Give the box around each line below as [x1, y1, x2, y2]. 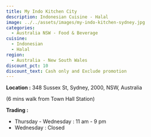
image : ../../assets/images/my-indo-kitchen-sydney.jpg [6, 19, 145, 25]
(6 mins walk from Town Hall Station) [6, 96, 95, 103]
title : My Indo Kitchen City [6, 8, 77, 15]
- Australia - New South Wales [11, 57, 88, 63]
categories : [6, 24, 35, 31]
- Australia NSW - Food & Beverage [11, 30, 98, 36]
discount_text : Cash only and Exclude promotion [6, 68, 127, 74]
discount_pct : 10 [6, 62, 49, 69]
